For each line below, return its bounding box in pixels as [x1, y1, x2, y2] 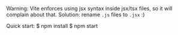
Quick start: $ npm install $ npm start [6, 23, 98, 29]
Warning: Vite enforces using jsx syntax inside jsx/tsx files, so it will [6, 5, 173, 12]
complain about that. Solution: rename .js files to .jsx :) [6, 11, 145, 18]
